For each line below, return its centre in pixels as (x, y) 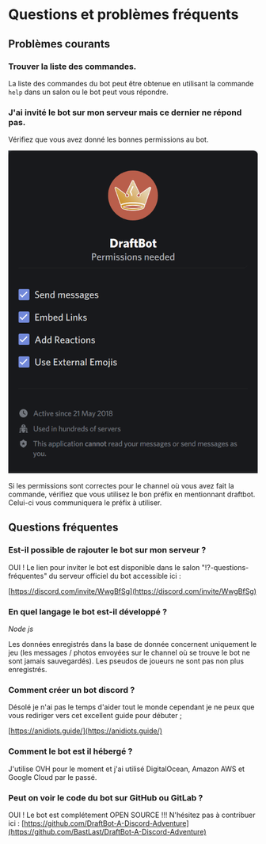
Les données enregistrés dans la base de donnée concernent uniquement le (133, 644)
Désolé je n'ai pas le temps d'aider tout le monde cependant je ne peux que (131, 707)
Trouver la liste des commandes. (72, 67)
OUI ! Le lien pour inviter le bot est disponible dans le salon (104, 567)
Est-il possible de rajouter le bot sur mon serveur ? (107, 550)
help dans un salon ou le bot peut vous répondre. (88, 92)
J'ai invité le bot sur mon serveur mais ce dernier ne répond (125, 112)
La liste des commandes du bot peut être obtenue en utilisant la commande (131, 83)
